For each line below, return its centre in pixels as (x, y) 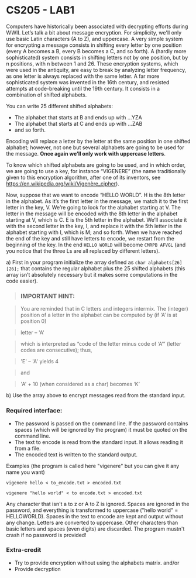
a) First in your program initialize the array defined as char (76, 262)
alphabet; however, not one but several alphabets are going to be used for (95, 147)
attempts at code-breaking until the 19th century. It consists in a (83, 88)
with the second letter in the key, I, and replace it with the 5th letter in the (94, 226)
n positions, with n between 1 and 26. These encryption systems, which (92, 63)
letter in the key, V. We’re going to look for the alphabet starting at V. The (94, 207)
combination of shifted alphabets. (47, 95)
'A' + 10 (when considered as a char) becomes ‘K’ (80, 384)
